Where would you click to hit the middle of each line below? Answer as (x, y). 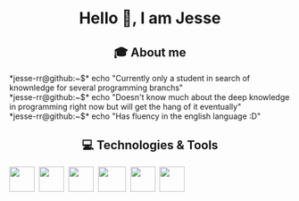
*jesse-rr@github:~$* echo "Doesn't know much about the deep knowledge (149, 97)
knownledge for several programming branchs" (96, 88)
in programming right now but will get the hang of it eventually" (125, 107)
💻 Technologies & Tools (150, 145)
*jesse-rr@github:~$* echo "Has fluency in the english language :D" (135, 116)
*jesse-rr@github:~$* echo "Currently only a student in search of (130, 78)
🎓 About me (150, 52)
